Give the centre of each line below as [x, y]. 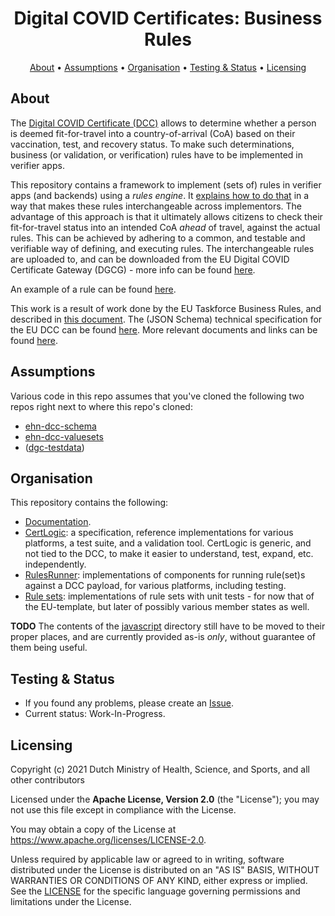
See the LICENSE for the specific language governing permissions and [155, 891]
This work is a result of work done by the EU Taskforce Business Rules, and [166, 308]
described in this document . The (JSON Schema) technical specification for [166, 319]
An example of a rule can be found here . [93, 289]
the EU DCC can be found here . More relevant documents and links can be [164, 329]
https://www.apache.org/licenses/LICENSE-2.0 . [108, 840]
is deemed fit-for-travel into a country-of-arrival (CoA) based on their [153, 133]
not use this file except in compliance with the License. [123, 810]
